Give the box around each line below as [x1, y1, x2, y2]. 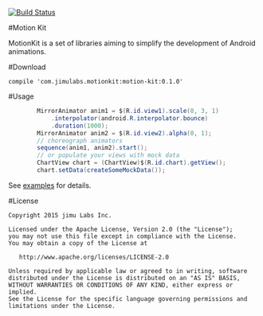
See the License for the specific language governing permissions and [8, 295, 248, 302]
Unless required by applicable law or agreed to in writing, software [8, 267, 248, 275]
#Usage [8, 92, 34, 101]
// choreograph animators [37, 136, 124, 145]
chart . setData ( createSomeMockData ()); [37, 166, 166, 174]
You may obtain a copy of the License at [8, 239, 148, 247]
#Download [8, 62, 46, 72]
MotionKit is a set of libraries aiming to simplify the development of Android [8, 38, 257, 48]
